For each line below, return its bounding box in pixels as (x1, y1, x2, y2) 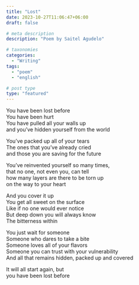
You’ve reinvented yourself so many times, (6, 162, 110, 169)
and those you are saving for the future (6, 150, 102, 158)
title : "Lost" (6, 8, 41, 15)
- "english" (11, 74, 41, 80)
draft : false (6, 20, 38, 26)
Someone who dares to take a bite (6, 236, 90, 243)
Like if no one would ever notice (6, 205, 85, 212)
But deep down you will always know (6, 211, 96, 218)
